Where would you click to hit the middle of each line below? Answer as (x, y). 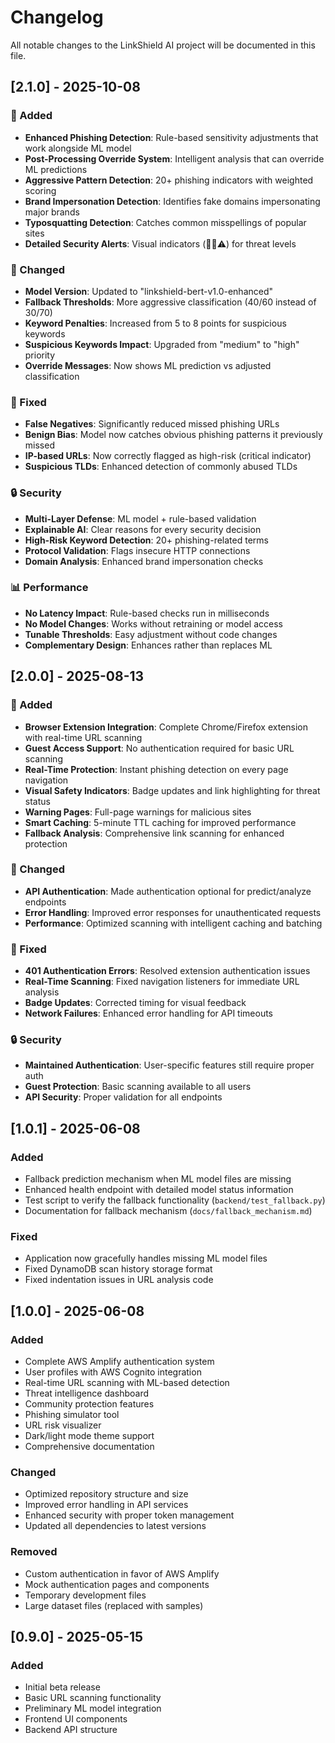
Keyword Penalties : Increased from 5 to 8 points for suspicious (155, 323)
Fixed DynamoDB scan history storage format (118, 1269)
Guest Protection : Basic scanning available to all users (138, 1087)
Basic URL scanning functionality (93, 1698)
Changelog (57, 17)
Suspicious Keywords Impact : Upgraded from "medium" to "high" (162, 344)
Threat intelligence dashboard (87, 1393)
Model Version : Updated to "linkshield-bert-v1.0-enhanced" (149, 291)
